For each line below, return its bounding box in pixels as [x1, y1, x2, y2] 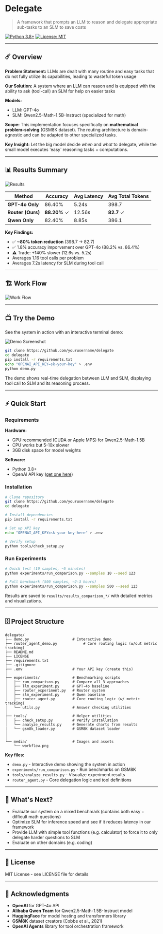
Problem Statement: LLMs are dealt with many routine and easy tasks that [5, 68, 154, 74]
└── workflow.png [14, 744, 49, 748]
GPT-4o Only [7, 201, 39, 207]
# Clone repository [5, 495, 45, 500]
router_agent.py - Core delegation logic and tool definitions [12, 777, 132, 783]
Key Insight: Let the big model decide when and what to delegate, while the [5, 141, 157, 147]
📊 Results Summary [5, 166, 68, 174]
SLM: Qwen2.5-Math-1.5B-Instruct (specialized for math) [12, 112, 126, 118]
